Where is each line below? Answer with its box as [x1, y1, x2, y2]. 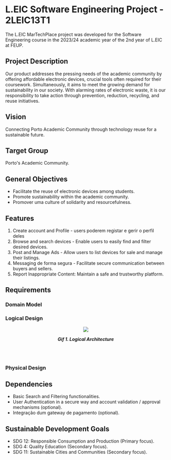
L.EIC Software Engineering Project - [5, 4, 164, 15]
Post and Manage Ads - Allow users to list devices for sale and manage [12, 249, 163, 255]
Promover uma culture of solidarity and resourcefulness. [12, 199, 132, 205]
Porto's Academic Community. [5, 160, 70, 166]
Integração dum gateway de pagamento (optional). [12, 410, 120, 416]
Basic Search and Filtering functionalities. [12, 394, 101, 400]
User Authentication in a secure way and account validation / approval [12, 399, 161, 405]
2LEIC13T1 [5, 14, 50, 26]
